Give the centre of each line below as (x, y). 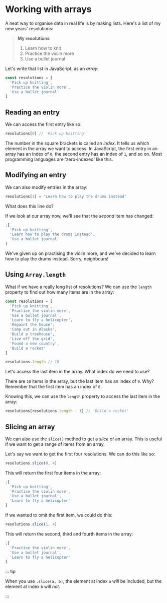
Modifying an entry (36, 175)
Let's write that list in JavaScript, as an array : (52, 69)
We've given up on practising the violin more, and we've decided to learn (81, 253)
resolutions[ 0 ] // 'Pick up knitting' (46, 134)
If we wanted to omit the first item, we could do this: (59, 515)
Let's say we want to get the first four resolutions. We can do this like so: (80, 454)
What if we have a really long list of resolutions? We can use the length (78, 287)
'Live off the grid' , (32, 339)
